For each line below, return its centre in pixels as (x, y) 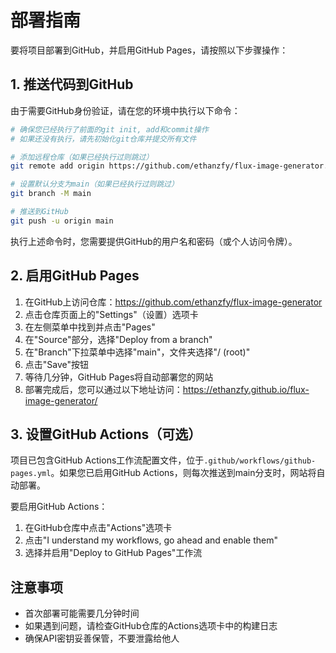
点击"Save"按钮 (57, 364)
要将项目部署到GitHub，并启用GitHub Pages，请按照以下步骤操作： (149, 50)
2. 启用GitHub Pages (75, 276)
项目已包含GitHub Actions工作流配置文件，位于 (107, 460)
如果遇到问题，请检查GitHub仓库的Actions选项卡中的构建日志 (151, 626)
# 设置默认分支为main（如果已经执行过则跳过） (94, 184)
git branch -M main (51, 194)
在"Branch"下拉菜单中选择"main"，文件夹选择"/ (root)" (137, 352)
